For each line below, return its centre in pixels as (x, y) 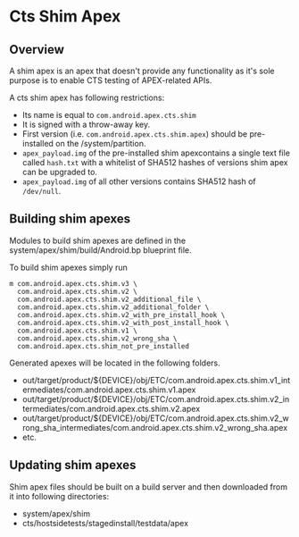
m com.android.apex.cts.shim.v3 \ (74, 283)
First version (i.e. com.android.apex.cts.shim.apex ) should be (135, 134)
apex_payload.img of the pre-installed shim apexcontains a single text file (156, 153)
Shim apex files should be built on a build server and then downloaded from (149, 487)
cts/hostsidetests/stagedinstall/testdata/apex (105, 523)
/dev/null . (42, 191)
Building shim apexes (70, 219)
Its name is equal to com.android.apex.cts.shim (109, 115)
